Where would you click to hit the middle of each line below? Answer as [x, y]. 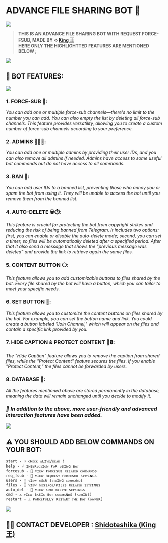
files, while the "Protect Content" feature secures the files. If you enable [80, 361]
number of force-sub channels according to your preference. [69, 129]
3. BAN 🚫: [18, 177]
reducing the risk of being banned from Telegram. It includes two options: [82, 230]
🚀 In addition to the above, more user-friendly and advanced [82, 409]
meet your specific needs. [33, 289]
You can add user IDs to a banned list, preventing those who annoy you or [83, 187]
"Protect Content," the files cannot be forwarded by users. [66, 366]
